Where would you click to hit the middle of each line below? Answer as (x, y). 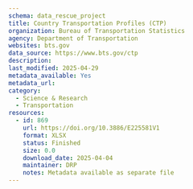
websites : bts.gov (39, 46)
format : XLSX (45, 135)
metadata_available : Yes (50, 76)
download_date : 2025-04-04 (68, 158)
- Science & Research (52, 98)
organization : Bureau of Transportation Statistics (96, 31)
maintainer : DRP (50, 166)
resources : (27, 113)
